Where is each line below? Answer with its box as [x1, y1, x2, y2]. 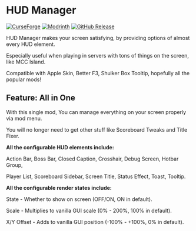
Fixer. [6, 132, 19, 139]
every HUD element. [6, 41, 55, 48]
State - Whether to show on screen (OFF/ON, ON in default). [6, 195, 152, 203]
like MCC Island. [6, 58, 46, 65]
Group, [6, 161, 23, 168]
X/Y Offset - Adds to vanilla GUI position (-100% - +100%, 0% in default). [6, 218, 184, 225]
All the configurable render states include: [6, 184, 112, 191]
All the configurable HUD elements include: [6, 143, 115, 150]
